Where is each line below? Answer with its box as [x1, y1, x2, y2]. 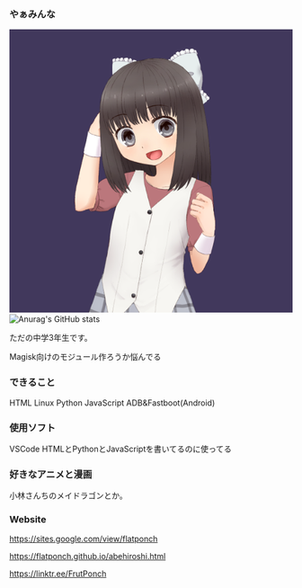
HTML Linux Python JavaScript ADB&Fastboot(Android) [9, 397, 216, 408]
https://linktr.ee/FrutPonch [9, 568, 107, 579]
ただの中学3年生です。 [9, 333, 93, 343]
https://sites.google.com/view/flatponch [9, 533, 158, 545]
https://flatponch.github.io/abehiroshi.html [9, 551, 166, 562]
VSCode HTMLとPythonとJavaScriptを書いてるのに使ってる [9, 443, 232, 454]
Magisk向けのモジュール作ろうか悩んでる [9, 352, 162, 362]
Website [9, 513, 47, 526]
